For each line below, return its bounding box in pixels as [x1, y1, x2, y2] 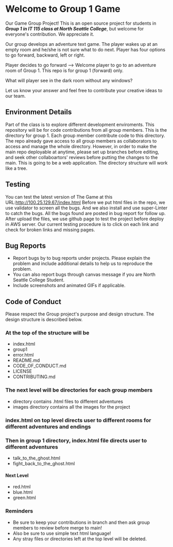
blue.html [12, 489, 33, 496]
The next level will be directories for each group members [5, 386, 153, 394]
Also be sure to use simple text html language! [12, 530, 111, 536]
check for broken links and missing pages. [5, 226, 95, 233]
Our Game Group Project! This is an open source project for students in [5, 20, 157, 26]
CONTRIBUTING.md [12, 374, 56, 380]
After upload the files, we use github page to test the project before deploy [5, 216, 164, 222]
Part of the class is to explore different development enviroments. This [5, 121, 154, 128]
